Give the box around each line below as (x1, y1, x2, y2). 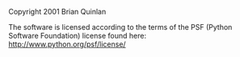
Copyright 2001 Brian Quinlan (8, 7, 107, 16)
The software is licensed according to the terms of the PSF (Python (8, 22, 233, 31)
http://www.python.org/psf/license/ (8, 39, 127, 49)
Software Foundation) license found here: (8, 31, 147, 40)
